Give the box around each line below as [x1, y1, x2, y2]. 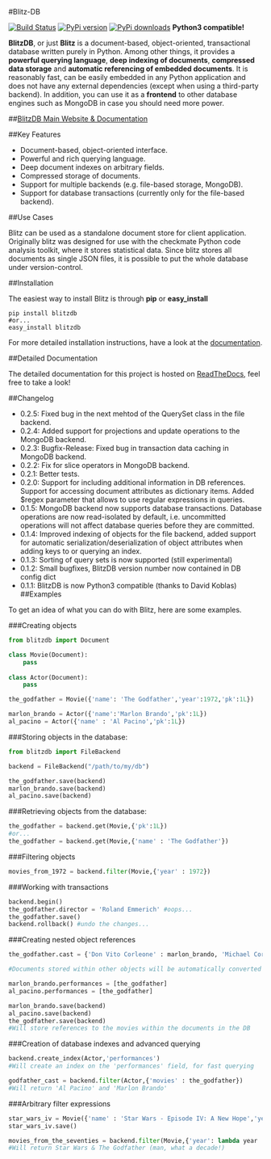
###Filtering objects [8, 852, 76, 862]
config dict [19, 572, 56, 581]
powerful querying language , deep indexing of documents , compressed [8, 56, 256, 65]
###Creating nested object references [8, 935, 135, 945]
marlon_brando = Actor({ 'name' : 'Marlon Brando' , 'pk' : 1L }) [8, 710, 207, 719]
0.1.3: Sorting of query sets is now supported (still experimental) [19, 555, 233, 564]
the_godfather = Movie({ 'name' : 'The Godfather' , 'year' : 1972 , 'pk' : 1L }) [8, 695, 254, 704]
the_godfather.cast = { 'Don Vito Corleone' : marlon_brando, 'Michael [8, 950, 251, 959]
